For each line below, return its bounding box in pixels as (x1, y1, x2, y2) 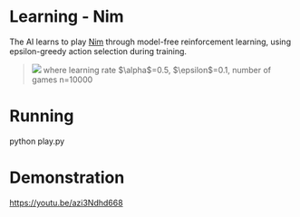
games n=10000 (31, 74, 93, 85)
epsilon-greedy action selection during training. (9, 45, 188, 56)
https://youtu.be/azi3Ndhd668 (9, 197, 124, 208)
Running (9, 106, 74, 127)
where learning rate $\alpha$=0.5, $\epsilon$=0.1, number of (43, 64, 272, 75)
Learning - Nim (9, 6, 124, 27)
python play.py (9, 136, 65, 146)
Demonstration (9, 167, 125, 188)
